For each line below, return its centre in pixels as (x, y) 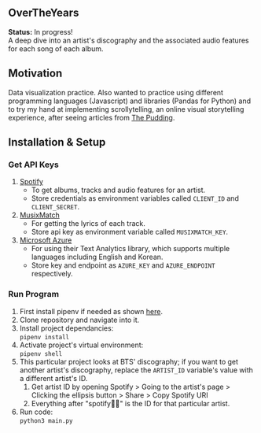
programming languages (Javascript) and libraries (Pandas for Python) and (130, 101)
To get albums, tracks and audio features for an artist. (118, 190)
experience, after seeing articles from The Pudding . (92, 117)
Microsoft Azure (46, 240)
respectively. (52, 274)
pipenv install (44, 337)
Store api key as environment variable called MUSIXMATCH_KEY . (130, 232)
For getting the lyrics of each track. (88, 224)
